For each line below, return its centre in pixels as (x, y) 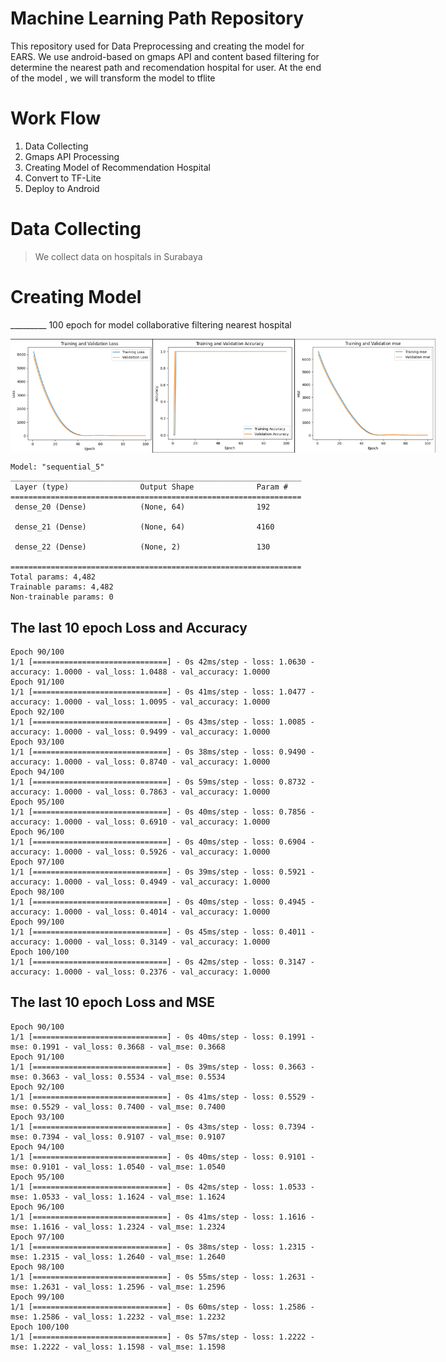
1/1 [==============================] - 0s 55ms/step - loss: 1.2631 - (162, 1277)
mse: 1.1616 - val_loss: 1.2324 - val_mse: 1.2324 (118, 1227)
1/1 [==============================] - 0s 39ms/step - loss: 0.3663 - (162, 1067)
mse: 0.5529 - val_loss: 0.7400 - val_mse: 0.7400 (118, 1107)
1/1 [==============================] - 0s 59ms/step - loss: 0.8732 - (162, 782)
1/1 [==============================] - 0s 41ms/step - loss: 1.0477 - (162, 692)
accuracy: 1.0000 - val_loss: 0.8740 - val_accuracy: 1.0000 (140, 762)
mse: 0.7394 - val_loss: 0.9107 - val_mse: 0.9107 (118, 1137)
